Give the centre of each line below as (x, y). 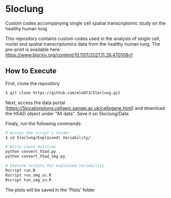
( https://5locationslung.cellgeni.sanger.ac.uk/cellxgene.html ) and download (85, 108)
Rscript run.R (21, 170)
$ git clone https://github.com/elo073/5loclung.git (63, 93)
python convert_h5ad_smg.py (35, 156)
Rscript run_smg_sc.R (28, 175)
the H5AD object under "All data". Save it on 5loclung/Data (67, 113)
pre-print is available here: (33, 49)
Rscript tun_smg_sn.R (28, 180)
